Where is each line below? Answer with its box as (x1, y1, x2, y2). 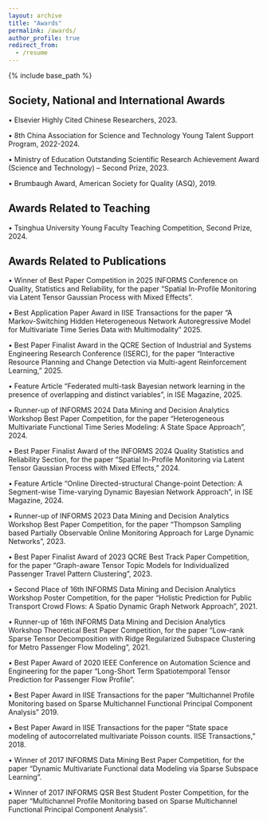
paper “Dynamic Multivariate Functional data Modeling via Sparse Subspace (8, 764, 259, 773)
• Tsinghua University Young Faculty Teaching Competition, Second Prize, (8, 223, 253, 232)
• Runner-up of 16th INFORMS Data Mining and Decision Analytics (8, 617, 226, 627)
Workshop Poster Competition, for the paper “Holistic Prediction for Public (8, 593, 253, 603)
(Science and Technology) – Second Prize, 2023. (8, 163, 169, 173)
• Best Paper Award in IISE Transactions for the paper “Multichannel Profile (8, 690, 255, 700)
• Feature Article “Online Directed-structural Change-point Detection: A (8, 479, 243, 488)
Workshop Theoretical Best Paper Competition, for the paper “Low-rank (8, 625, 245, 635)
